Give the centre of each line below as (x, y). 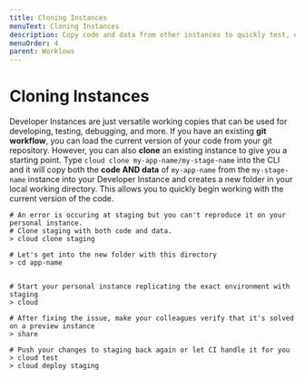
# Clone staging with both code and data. (91, 231)
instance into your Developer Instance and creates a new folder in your (160, 180)
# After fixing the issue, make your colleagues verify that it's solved (152, 318)
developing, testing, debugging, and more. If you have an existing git (138, 131)
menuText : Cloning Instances (64, 26)
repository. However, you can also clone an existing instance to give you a (148, 151)
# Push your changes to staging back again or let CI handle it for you (150, 350)
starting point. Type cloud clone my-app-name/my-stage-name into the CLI (145, 160)
